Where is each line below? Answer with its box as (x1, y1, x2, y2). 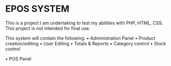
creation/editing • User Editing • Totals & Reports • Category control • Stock (5, 40, 166, 46)
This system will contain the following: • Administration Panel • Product (5, 35, 156, 41)
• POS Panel (5, 55, 32, 61)
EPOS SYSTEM (5, 3, 70, 15)
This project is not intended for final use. (5, 25, 91, 31)
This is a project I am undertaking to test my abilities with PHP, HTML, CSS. (5, 20, 163, 26)
